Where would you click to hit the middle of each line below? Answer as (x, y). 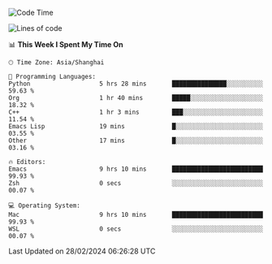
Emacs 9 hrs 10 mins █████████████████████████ (136, 169)
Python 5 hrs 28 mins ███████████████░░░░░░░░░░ (136, 84)
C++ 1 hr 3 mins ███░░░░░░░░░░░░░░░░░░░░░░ (136, 112)
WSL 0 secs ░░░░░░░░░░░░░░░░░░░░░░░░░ (136, 229)
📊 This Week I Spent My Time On (66, 44)
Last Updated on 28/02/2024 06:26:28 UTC (82, 251)
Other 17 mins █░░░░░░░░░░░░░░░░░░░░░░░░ (136, 141)
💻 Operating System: (45, 206)
